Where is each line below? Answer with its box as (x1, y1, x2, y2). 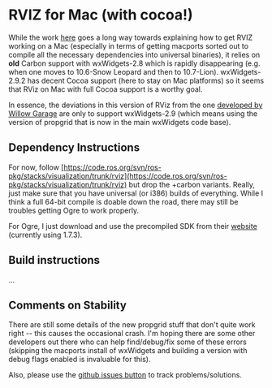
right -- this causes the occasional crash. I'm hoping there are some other (8, 329, 256, 338)
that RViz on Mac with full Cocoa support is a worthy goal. (8, 84, 203, 94)
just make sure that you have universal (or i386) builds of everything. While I (8, 188, 264, 198)
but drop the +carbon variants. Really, (128, 179, 256, 189)
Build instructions (8, 253, 100, 267)
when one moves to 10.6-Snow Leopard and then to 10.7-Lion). (8, 67, 219, 76)
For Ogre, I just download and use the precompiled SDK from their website (8, 221, 257, 231)
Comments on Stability (8, 298, 127, 312)
